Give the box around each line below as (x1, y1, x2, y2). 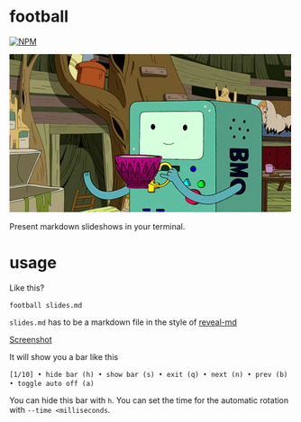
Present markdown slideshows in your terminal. (9, 220, 186, 231)
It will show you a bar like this (9, 351, 119, 362)
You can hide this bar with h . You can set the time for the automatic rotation (9, 394, 289, 406)
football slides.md (9, 301, 83, 310)
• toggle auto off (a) (9, 379, 95, 388)
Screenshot (9, 334, 52, 345)
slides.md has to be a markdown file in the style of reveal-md (9, 317, 237, 328)
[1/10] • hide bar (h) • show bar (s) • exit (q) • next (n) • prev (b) (9, 370, 288, 379)
